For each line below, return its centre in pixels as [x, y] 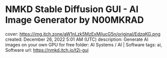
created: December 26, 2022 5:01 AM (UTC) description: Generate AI [77, 39]
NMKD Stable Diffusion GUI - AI [72, 9]
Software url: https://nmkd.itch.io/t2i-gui [47, 50]
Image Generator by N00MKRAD [75, 20]
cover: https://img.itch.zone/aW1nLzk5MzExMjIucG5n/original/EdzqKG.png [83, 34]
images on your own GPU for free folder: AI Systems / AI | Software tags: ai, [84, 44]
